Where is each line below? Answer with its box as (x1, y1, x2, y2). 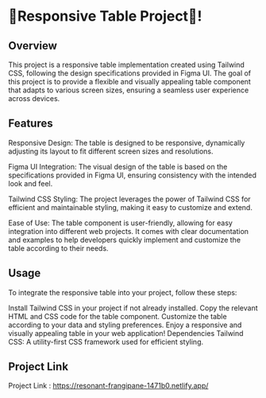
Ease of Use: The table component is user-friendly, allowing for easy (8, 218, 233, 228)
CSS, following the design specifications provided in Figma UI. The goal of (8, 68, 252, 78)
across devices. (8, 94, 60, 103)
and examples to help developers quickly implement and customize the (8, 235, 241, 244)
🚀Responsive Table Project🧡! (8, 7, 202, 25)
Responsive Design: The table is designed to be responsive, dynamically (8, 138, 245, 147)
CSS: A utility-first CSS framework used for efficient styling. (8, 337, 204, 346)
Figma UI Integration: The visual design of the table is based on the (8, 162, 228, 171)
